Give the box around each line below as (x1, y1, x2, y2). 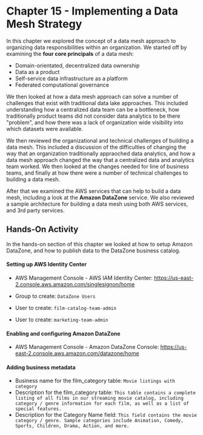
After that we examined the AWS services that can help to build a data (6, 187, 181, 195)
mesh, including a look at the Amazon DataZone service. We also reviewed (6, 194, 195, 201)
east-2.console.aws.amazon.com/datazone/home (15, 350, 139, 357)
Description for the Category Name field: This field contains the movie (15, 411, 197, 419)
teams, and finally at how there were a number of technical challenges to (6, 169, 188, 177)
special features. (15, 406, 62, 412)
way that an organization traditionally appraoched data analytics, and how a (6, 150, 196, 157)
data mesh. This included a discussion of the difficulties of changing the (6, 143, 187, 150)
